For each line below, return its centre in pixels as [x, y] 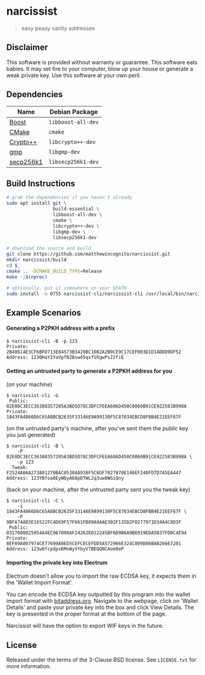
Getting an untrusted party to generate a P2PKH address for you [89, 371]
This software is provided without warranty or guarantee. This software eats [102, 62]
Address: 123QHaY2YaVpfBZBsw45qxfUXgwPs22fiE [65, 357]
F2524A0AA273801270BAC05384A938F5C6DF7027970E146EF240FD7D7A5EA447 [94, 473]
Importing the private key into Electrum [57, 562]
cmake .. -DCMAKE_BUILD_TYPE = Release [54, 271]
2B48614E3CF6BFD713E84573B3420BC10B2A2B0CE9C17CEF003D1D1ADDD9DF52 [94, 352]
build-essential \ [76, 209]
